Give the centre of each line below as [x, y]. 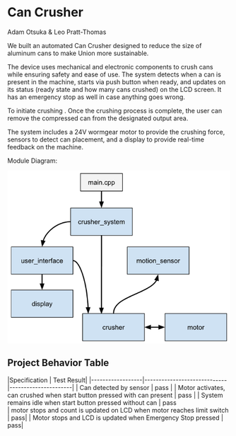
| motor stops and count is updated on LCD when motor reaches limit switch [118, 410]
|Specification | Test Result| [47, 380]
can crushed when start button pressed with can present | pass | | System [115, 395]
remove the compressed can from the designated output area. [98, 118]
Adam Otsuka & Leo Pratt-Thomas [57, 32]
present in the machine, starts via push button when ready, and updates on [117, 81]
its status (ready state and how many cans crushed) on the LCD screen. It [114, 89]
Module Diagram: [33, 161]
